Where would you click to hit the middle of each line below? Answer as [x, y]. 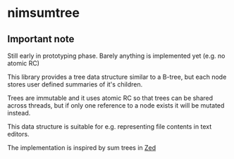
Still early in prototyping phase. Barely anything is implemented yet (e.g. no [116, 56]
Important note [41, 39]
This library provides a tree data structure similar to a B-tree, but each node [117, 77]
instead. [19, 113]
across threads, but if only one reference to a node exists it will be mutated [116, 106]
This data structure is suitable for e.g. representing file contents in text [110, 127]
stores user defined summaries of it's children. [75, 84]
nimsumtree [43, 13]
